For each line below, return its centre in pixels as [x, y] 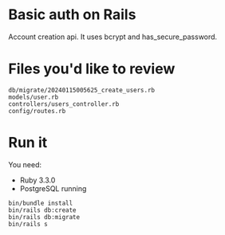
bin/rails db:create [43, 210]
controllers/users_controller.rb [64, 104]
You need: [25, 164]
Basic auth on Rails [72, 15]
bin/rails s [28, 224]
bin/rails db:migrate [44, 217]
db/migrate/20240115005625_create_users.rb [82, 90]
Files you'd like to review [92, 69]
